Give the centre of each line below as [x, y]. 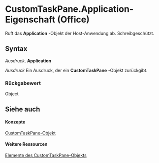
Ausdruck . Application [28, 61]
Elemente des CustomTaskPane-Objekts [46, 155]
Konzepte [15, 122]
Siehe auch [23, 109]
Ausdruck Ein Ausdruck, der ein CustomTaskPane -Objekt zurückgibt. [76, 70]
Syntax [16, 49]
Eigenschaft [30, 20]
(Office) [73, 20]
